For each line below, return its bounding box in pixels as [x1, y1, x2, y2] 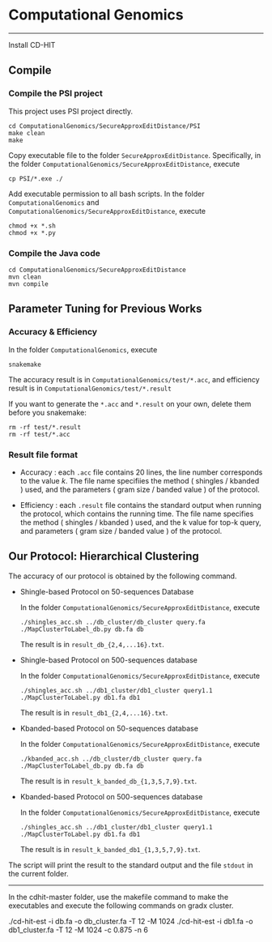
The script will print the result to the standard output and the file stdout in [8, 860, 253, 870]
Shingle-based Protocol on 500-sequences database [19, 654, 198, 665]
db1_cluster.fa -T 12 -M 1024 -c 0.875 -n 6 [8, 925, 148, 935]
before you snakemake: [8, 407, 87, 417]
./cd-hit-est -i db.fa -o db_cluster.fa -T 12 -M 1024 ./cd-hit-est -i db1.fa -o [8, 916, 253, 926]
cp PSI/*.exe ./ [8, 174, 63, 183]
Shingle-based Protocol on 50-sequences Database [19, 586, 194, 596]
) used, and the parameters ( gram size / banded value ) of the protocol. [19, 484, 261, 494]
